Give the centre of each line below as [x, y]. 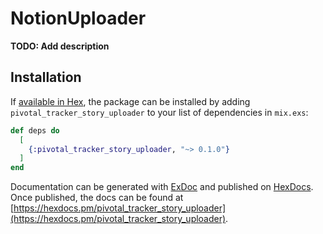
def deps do [35, 130]
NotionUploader [78, 18]
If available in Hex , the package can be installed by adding [130, 101]
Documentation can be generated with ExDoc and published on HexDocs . [162, 187]
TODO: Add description [60, 46]
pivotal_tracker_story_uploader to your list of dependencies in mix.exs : [159, 112]
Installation [46, 77]
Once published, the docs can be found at [97, 198]
